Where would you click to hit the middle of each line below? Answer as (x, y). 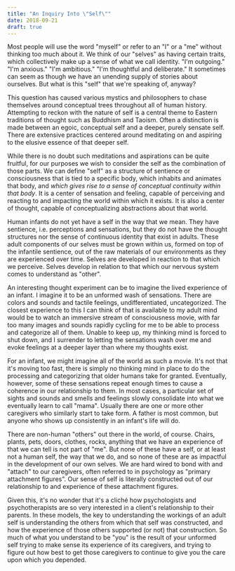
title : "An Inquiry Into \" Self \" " (59, 14)
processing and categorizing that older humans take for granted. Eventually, (117, 376)
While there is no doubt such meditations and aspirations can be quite (108, 156)
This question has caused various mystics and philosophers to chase (107, 98)
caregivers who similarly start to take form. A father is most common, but (113, 413)
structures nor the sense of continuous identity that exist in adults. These (113, 237)
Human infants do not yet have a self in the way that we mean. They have (113, 222)
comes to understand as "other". (54, 274)
